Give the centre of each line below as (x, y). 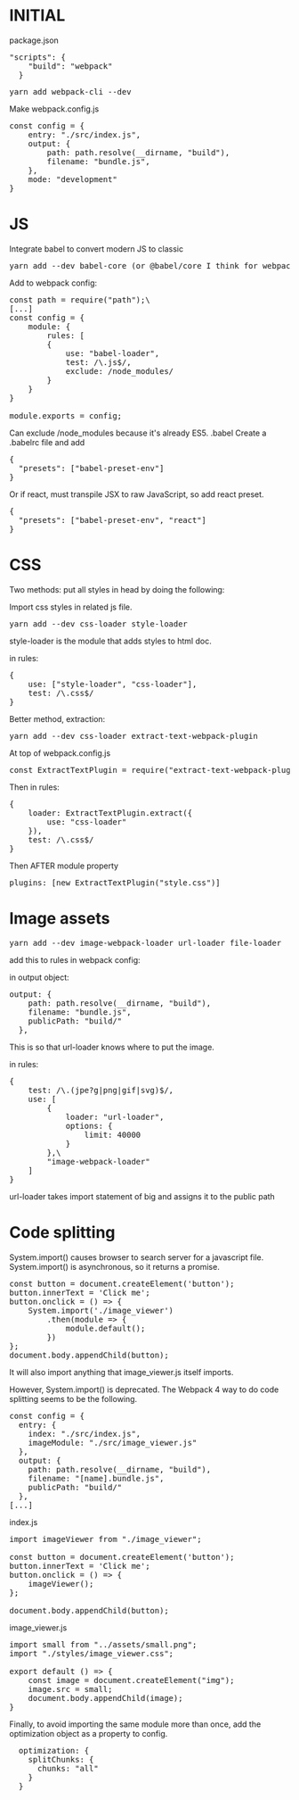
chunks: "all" (68, 1768)
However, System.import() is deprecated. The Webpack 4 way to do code (144, 1389)
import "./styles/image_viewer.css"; (92, 1653)
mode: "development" (73, 179)
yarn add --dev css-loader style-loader (99, 624)
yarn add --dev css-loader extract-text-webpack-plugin (133, 736)
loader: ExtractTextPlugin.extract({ (110, 813)
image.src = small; (70, 1689)
